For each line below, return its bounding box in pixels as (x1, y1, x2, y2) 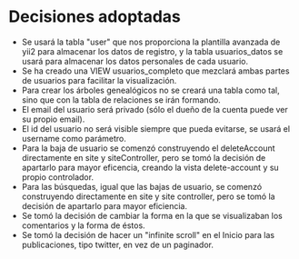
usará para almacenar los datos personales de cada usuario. (21, 55, 249, 66)
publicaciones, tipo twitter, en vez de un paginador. (21, 239, 214, 250)
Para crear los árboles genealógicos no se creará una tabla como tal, (21, 85, 280, 95)
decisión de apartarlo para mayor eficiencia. (21, 200, 188, 211)
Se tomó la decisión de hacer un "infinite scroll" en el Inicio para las (21, 229, 274, 240)
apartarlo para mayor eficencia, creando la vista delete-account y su (21, 162, 279, 173)
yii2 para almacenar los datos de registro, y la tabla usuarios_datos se (21, 45, 284, 56)
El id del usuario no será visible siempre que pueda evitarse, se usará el (21, 123, 291, 134)
